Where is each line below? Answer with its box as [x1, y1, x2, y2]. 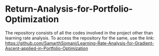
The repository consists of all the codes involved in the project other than [5, 30, 154, 36]
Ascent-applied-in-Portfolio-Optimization [5, 45, 88, 51]
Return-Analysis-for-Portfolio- [5, 3, 133, 15]
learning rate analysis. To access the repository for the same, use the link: [5, 35, 155, 41]
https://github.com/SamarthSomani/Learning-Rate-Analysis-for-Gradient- [5, 40, 155, 46]
